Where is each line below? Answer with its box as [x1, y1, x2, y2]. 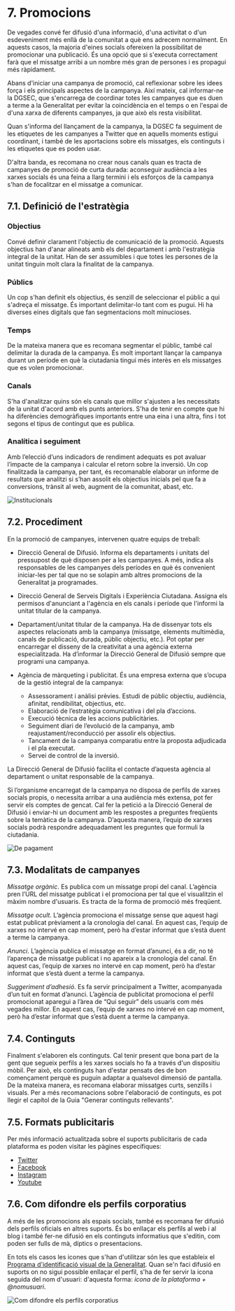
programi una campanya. [17, 657, 90, 665]
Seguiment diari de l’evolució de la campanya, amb [27, 721, 175, 730]
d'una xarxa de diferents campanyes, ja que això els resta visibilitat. [7, 108, 203, 117]
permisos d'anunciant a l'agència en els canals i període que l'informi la [17, 599, 225, 607]
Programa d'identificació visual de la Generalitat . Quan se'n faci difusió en [7, 1260, 221, 1268]
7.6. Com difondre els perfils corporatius [7, 1198, 187, 1210]
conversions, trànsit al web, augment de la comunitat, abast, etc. [7, 482, 194, 490]
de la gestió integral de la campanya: [17, 678, 124, 686]
